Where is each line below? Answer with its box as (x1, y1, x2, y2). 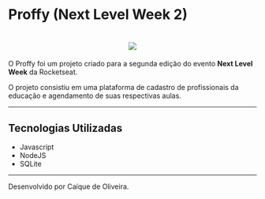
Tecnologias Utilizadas (8, 121, 123, 135)
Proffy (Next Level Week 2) (8, 6, 188, 24)
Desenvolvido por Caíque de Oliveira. (8, 182, 129, 191)
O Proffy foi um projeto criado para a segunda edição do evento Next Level (8, 59, 253, 69)
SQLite (19, 159, 42, 168)
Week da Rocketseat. (8, 67, 78, 77)
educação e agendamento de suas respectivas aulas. (8, 91, 181, 100)
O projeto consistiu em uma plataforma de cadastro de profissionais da (8, 83, 239, 92)
